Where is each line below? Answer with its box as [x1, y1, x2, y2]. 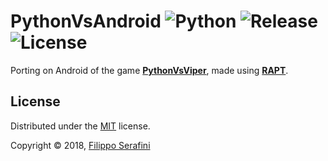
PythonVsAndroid [10, 10, 162, 33]
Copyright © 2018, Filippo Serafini [10, 139, 151, 151]
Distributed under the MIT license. [10, 120, 151, 132]
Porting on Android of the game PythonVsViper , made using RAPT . [10, 64, 289, 76]
